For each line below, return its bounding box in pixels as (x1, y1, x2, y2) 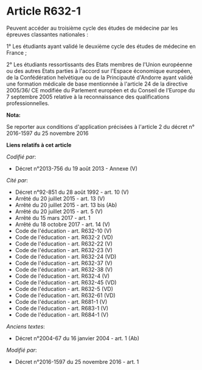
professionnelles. (6, 99, 50, 107)
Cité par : (6, 176, 29, 183)
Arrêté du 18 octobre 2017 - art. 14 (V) (15, 221, 111, 228)
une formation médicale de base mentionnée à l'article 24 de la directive (6, 80, 188, 87)
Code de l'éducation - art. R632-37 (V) (15, 259, 113, 267)
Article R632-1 (6, 4, 81, 18)
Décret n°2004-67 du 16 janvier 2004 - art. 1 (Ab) (15, 334, 140, 341)
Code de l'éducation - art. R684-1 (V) (15, 311, 109, 318)
